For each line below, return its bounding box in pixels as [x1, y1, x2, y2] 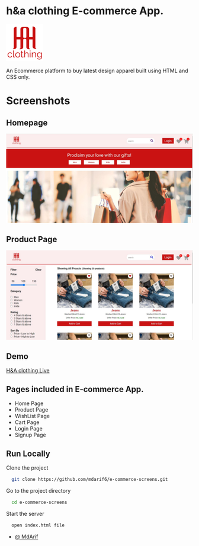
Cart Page [14, 419, 40, 426]
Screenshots [6, 94, 70, 108]
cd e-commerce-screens [11, 499, 68, 505]
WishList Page [14, 413, 50, 420]
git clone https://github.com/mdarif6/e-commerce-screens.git [11, 477, 168, 483]
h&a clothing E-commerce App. [6, 4, 164, 18]
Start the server [6, 510, 44, 517]
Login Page [14, 425, 43, 432]
